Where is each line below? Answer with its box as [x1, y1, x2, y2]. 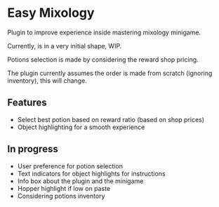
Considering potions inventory [17, 192, 105, 200]
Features [7, 97, 47, 109]
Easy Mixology [7, 5, 95, 21]
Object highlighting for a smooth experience [17, 123, 145, 131]
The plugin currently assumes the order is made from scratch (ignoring [7, 69, 213, 77]
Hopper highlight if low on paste [17, 184, 111, 192]
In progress [7, 143, 58, 155]
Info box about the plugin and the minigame [17, 177, 144, 185]
